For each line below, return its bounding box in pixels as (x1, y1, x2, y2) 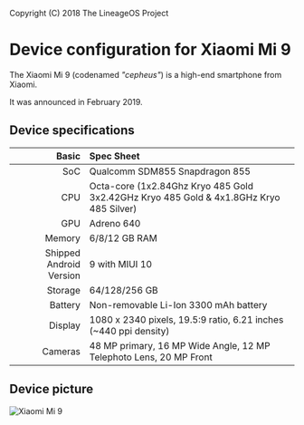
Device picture (9, 382, 94, 397)
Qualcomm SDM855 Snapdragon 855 (89, 165, 252, 178)
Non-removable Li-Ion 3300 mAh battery (89, 298, 268, 311)
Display (49, 319, 81, 332)
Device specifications (9, 122, 136, 139)
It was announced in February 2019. (9, 96, 143, 107)
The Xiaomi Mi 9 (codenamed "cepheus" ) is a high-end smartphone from (9, 69, 282, 80)
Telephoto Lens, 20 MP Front (89, 351, 213, 363)
